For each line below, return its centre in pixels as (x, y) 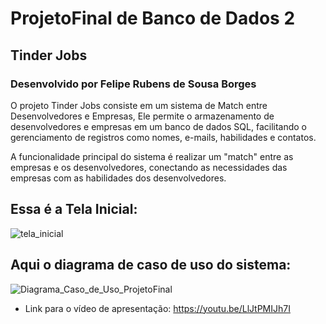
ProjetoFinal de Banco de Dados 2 (153, 18)
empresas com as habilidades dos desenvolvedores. (118, 178)
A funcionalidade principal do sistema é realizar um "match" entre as (152, 156)
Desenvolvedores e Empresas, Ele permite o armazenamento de (142, 116)
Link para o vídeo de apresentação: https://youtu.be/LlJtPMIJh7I (157, 308)
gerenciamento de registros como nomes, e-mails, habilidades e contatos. (163, 137)
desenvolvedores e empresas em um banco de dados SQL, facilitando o (158, 126)
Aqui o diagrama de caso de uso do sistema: (151, 265)
